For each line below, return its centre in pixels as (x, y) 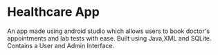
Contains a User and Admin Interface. (61, 45)
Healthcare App (54, 12)
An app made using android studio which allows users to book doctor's (108, 31)
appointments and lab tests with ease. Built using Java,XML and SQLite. (110, 38)
